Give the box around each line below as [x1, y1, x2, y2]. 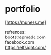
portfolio [5, 3, 41, 15]
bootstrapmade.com [5, 34, 46, 40]
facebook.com [5, 39, 34, 45]
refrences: [5, 29, 26, 35]
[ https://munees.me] [5, 19, 46, 25]
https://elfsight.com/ [5, 44, 46, 50]
